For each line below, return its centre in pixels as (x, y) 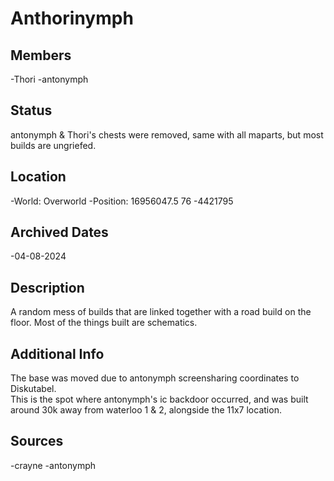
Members (41, 55)
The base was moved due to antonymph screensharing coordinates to (155, 378)
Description (47, 287)
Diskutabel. (33, 389)
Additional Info (57, 353)
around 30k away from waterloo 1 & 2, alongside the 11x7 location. (146, 410)
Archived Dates (59, 232)
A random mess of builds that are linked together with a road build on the (161, 312)
